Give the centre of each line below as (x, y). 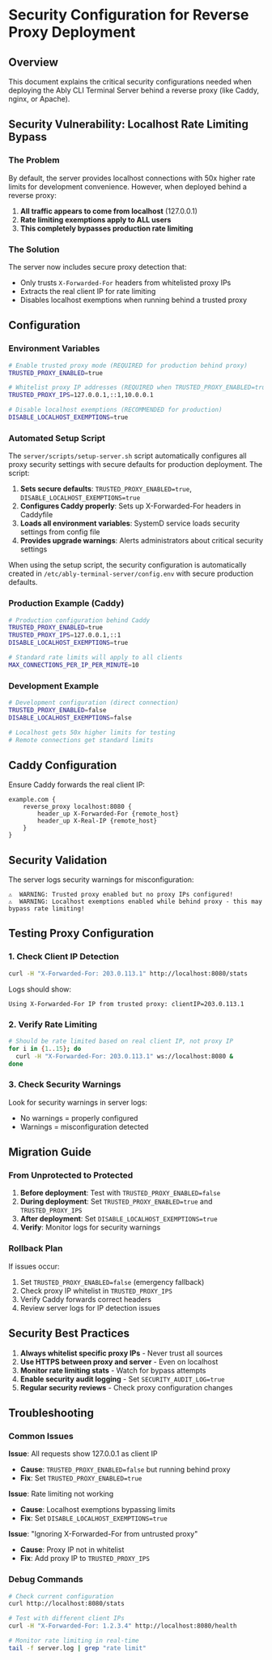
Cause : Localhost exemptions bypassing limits (98, 1510)
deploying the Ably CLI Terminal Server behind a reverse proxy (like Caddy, (134, 90)
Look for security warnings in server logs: (78, 1102)
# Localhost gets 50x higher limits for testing (92, 733)
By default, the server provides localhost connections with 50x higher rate (132, 178)
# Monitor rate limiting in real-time (74, 1641)
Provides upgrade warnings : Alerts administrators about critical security (142, 541)
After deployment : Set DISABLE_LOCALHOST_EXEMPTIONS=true (119, 1219)
